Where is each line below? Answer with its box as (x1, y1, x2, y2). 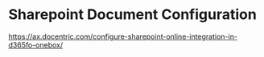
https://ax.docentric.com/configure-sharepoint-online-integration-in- (8, 32, 237, 41)
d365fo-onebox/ (8, 40, 63, 49)
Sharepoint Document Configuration (8, 6, 258, 24)
